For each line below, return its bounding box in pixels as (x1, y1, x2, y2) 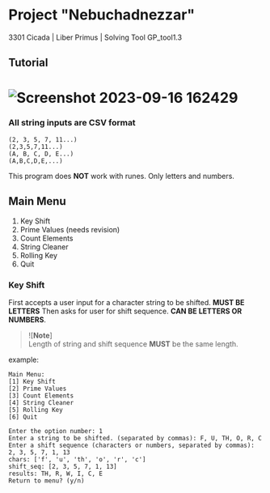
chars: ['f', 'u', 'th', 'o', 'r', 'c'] (8, 455, 147, 463)
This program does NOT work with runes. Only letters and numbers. (8, 171, 234, 181)
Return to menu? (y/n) (8, 476, 85, 485)
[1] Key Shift (8, 377, 57, 385)
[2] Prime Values (8, 385, 67, 393)
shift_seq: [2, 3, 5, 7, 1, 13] (8, 462, 117, 470)
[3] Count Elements (8, 391, 74, 400)
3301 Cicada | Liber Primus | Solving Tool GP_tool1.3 (8, 32, 183, 42)
